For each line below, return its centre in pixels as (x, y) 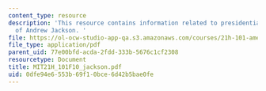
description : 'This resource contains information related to (113, 23)
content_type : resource (47, 15)
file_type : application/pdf (55, 45)
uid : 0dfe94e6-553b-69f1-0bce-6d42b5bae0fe (81, 74)
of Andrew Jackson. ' (51, 30)
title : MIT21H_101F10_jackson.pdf (65, 67)
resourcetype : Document (47, 60)
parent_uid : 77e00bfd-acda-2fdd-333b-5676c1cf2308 (93, 52)
